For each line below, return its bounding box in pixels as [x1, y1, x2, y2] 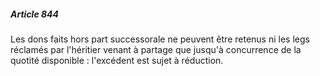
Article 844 [10, 8, 60, 20]
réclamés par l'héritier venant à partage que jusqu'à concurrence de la [10, 43, 302, 55]
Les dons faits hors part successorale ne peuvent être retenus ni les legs [10, 33, 310, 45]
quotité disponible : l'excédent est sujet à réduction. [10, 54, 224, 66]
